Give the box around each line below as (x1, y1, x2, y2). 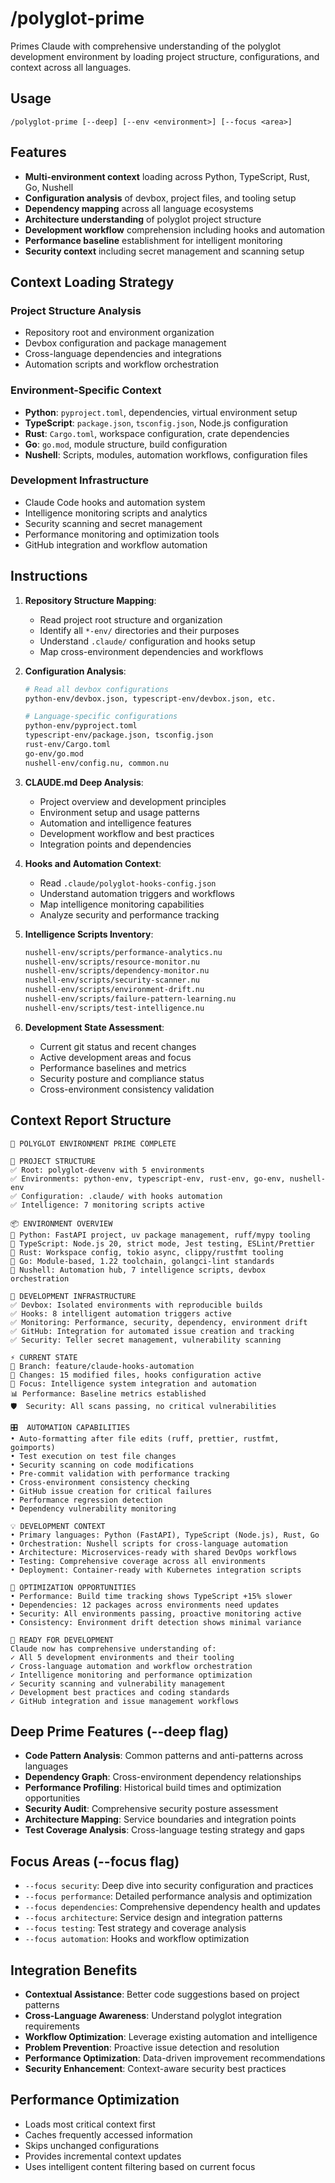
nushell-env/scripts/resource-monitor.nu (24, 957, 200, 967)
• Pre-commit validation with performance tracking (10, 1468, 230, 1479)
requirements (24, 2020, 80, 2032)
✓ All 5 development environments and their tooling (10, 1652, 235, 1662)
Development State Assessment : (24, 1021, 165, 1033)
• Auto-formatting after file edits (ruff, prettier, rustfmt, (10, 1433, 280, 1444)
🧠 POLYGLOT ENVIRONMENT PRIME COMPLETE (10, 1138, 177, 1149)
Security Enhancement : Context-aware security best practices (24, 2063, 287, 2075)
